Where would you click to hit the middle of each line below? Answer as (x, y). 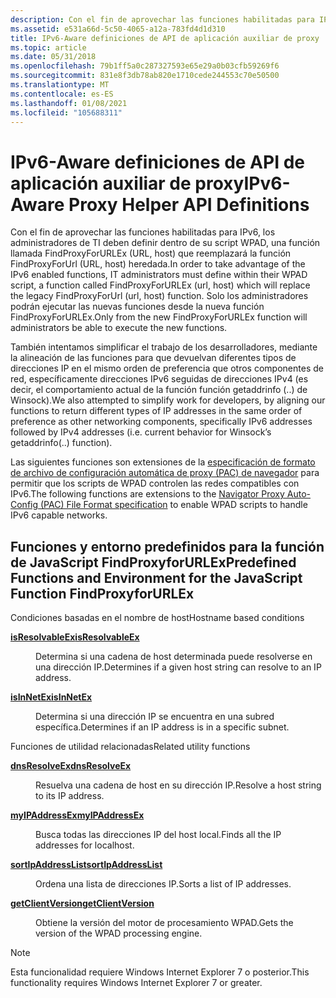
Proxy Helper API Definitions (189, 204)
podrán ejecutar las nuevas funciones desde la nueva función (137, 307)
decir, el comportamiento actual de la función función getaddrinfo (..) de (159, 390)
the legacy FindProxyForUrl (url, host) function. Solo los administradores (159, 296)
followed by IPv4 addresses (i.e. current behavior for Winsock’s (141, 432)
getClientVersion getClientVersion (82, 903)
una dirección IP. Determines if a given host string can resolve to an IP (178, 667)
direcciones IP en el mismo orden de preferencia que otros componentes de (167, 368)
